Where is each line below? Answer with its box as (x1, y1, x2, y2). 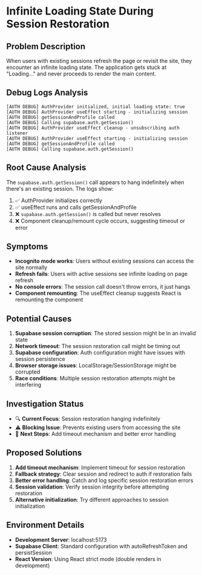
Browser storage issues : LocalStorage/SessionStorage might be (15, 362, 177, 369)
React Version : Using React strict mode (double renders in (15, 555, 161, 562)
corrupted (15, 368, 41, 376)
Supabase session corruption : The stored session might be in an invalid (15, 330, 197, 337)
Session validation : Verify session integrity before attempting (15, 483, 169, 490)
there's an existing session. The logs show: (6, 185, 114, 192)
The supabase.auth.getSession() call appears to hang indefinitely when (6, 179, 184, 186)
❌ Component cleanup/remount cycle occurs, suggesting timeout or (15, 217, 186, 225)
